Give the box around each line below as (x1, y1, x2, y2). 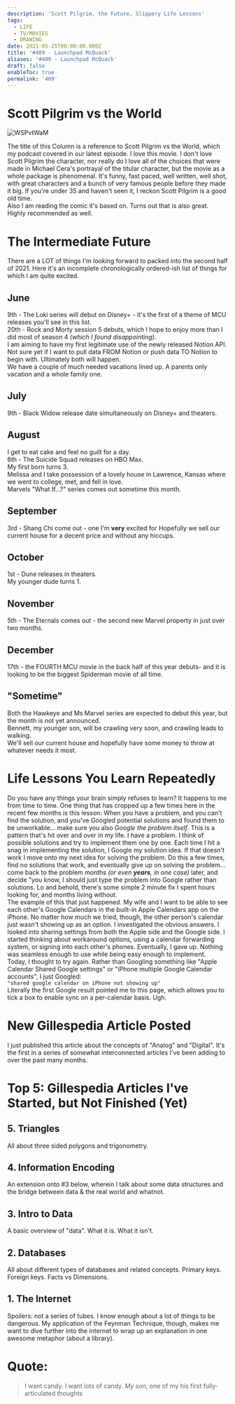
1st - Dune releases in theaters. (7, 570, 97, 578)
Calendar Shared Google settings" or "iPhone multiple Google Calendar (7, 964, 213, 973)
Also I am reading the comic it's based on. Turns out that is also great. (7, 202, 209, 210)
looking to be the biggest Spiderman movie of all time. (7, 670, 163, 678)
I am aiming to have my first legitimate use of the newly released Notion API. (7, 340, 227, 349)
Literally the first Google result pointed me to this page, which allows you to (7, 985, 225, 994)
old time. (7, 194, 33, 203)
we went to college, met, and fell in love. (7, 477, 124, 486)
